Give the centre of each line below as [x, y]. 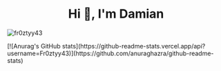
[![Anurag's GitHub [34, 46]
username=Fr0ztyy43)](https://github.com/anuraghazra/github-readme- [110, 53]
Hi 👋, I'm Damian [116, 14]
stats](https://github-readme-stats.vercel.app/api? [134, 46]
